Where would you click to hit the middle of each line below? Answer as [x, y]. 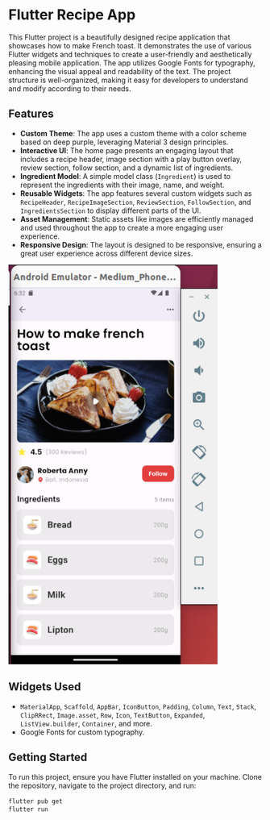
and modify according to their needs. [70, 88]
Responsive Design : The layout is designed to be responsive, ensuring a [141, 244]
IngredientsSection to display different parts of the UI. [110, 210]
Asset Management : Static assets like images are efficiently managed [137, 219]
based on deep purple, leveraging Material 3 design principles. [124, 142]
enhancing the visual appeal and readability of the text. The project [120, 71]
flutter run [28, 810]
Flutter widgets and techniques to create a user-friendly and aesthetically [130, 54]
